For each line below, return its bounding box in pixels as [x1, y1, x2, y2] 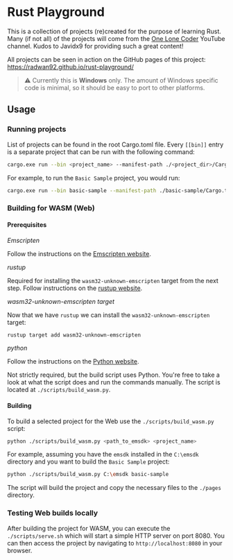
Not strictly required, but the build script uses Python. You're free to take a [7, 371, 221, 379]
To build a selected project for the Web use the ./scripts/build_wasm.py [7, 417, 214, 425]
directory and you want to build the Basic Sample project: [7, 457, 170, 466]
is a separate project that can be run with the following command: [7, 147, 196, 156]
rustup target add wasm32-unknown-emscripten [7, 331, 141, 339]
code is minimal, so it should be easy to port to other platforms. [24, 83, 205, 92]
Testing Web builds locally [7, 508, 98, 518]
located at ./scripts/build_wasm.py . [7, 386, 111, 394]
